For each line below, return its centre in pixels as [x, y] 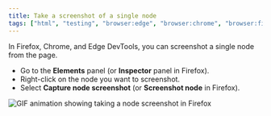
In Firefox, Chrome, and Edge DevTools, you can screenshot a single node [131, 46]
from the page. [33, 55]
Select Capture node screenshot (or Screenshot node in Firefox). [130, 87]
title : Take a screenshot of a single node [83, 16]
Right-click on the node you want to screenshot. [100, 79]
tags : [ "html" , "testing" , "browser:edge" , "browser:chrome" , [115, 23]
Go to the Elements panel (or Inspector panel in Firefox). [115, 70]
